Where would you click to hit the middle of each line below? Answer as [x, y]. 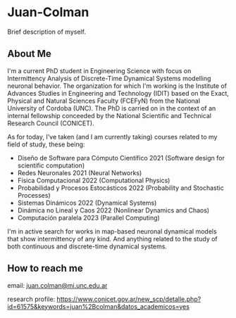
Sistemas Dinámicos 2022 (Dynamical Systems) [87, 203]
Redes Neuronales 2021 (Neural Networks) [80, 172]
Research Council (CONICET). [51, 123]
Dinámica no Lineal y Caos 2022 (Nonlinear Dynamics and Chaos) [113, 210]
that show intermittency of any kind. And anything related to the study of [113, 238]
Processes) [34, 195]
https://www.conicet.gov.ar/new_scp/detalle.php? [129, 299]
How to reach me [45, 268]
